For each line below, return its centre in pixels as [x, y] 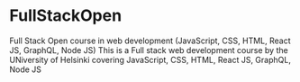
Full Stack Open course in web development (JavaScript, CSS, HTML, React [150, 41]
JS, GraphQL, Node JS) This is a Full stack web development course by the [149, 50]
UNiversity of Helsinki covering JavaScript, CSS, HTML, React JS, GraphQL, [150, 59]
